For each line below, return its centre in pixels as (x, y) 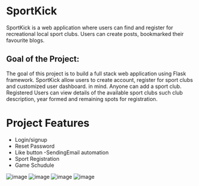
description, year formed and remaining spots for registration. (82, 99)
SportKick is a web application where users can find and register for (90, 28)
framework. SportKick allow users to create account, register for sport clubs (100, 80)
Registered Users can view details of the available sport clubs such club (94, 92)
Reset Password (35, 146)
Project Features (48, 123)
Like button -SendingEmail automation (62, 152)
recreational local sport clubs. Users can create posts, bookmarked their (95, 33)
